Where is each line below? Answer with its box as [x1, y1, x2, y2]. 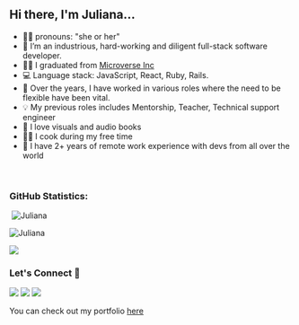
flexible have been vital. [22, 92, 110, 102]
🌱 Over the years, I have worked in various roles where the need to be [22, 83, 281, 93]
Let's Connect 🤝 [9, 267, 81, 279]
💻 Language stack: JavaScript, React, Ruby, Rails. [22, 69, 209, 80]
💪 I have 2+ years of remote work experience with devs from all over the [22, 140, 290, 151]
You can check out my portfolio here [9, 305, 144, 317]
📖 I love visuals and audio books [22, 121, 142, 132]
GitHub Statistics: [9, 189, 88, 202]
